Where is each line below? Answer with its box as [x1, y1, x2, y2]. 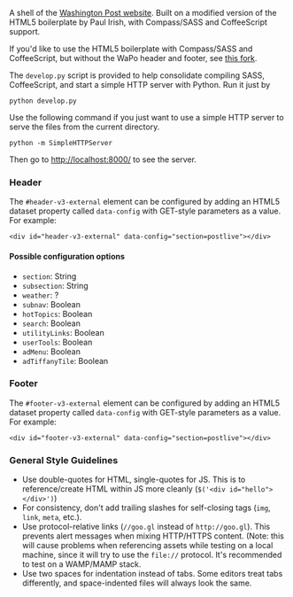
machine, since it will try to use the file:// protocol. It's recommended [21, 549, 282, 561]
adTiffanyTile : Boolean [21, 355, 109, 366]
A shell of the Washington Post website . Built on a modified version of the [9, 8, 277, 18]
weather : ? [21, 290, 59, 300]
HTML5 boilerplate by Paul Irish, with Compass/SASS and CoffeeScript [9, 17, 268, 27]
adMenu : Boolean [21, 345, 81, 357]
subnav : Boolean [21, 298, 81, 309]
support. [9, 27, 41, 36]
